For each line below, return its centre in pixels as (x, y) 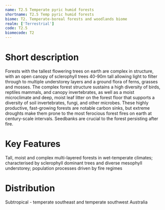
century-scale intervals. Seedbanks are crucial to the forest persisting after (82, 118)
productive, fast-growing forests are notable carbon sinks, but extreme (78, 108)
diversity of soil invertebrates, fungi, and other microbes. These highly (77, 103)
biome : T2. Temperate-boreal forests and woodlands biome (66, 19)
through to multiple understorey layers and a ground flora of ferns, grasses (82, 81)
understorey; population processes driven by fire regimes (64, 168)
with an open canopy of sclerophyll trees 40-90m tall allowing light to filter (81, 76)
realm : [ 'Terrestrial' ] (30, 24)
